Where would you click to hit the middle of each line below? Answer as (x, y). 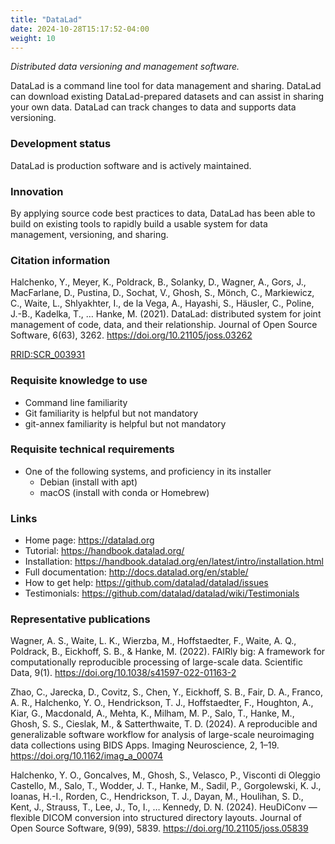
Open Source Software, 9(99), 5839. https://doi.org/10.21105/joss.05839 (159, 828)
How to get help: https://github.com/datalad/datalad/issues (146, 583)
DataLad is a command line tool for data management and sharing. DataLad (166, 86)
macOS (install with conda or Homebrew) (124, 492)
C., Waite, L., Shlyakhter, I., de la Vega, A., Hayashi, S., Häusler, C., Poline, (162, 303)
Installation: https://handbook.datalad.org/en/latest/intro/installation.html (174, 562)
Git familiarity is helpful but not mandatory (111, 413)
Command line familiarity (76, 402)
